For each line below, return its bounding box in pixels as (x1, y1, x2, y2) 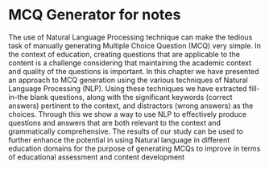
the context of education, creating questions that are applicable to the (8, 49, 240, 59)
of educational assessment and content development (8, 151, 185, 162)
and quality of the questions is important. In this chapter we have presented (8, 66, 259, 76)
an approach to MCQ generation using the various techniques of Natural (8, 75, 248, 85)
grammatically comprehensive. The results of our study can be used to (8, 126, 244, 136)
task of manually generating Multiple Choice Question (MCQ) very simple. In (8, 40, 262, 50)
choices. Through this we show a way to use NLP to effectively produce (8, 109, 247, 118)
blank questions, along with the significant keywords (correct (30, 92, 233, 102)
